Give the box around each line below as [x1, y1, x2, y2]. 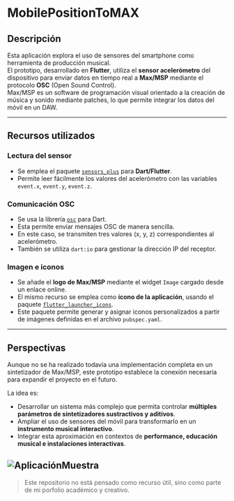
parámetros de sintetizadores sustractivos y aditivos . [17, 410, 175, 419]
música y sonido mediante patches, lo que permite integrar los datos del [7, 96, 214, 104]
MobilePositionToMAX [7, 5, 139, 21]
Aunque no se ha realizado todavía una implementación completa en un [7, 361, 213, 369]
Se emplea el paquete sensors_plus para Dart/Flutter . [17, 166, 173, 175]
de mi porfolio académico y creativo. [24, 486, 130, 494]
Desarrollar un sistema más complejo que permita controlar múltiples [17, 402, 217, 411]
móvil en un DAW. [7, 103, 58, 111]
